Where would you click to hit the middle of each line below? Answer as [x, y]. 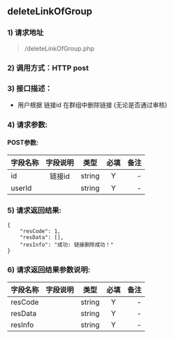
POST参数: [23, 143]
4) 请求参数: [28, 124]
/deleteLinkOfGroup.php [59, 48]
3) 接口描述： [30, 88]
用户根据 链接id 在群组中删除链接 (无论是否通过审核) [92, 105]
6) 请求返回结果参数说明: [49, 270]
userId [21, 188]
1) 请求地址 [26, 33]
